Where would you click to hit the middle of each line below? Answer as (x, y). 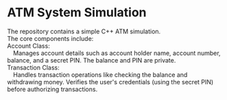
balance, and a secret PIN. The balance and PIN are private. (92, 60)
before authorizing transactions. (52, 89)
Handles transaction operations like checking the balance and (100, 74)
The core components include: (50, 38)
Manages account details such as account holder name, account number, (117, 53)
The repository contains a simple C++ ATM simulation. (84, 31)
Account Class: (28, 46)
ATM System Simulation (77, 13)
